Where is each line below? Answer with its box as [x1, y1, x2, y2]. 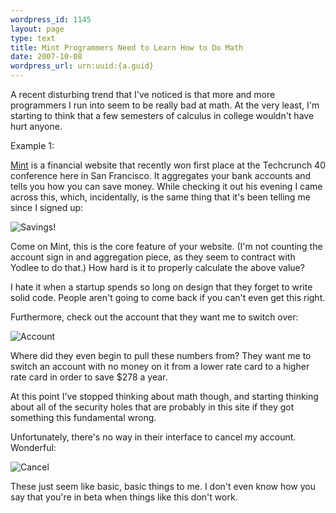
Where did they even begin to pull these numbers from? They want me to [10, 350, 312, 361]
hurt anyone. [10, 121, 63, 132]
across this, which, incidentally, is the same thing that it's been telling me [10, 191, 311, 203]
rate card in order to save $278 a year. [10, 371, 168, 383]
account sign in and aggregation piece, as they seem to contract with [10, 251, 296, 263]
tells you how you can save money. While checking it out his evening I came [10, 181, 323, 192]
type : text [10, 33, 56, 43]
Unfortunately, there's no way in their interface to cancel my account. [10, 431, 297, 443]
